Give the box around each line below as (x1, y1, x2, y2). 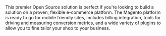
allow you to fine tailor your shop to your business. (5, 25, 110, 31)
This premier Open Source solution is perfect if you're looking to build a (5, 4, 154, 10)
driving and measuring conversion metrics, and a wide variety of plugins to (5, 20, 161, 26)
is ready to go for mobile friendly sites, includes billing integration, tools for (5, 15, 161, 20)
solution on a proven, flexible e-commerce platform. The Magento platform (5, 9, 161, 15)
